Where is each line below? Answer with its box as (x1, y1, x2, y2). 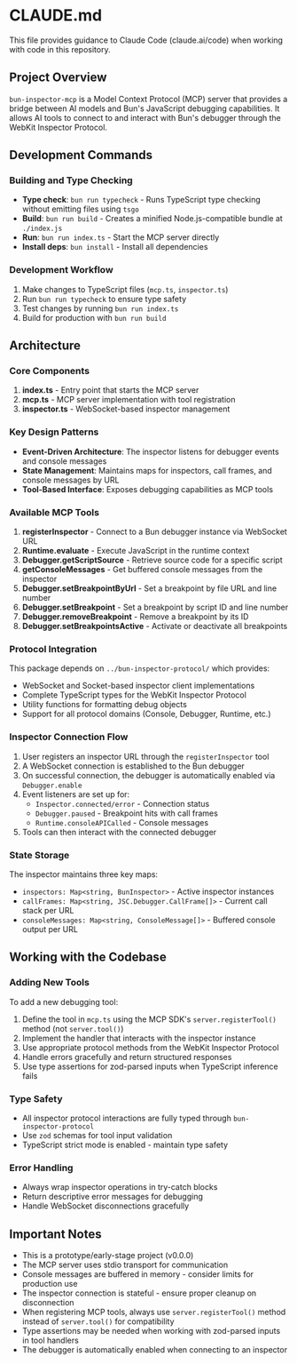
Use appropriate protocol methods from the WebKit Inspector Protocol (21, 1041, 279, 1053)
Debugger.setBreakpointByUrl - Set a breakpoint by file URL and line (21, 583, 277, 594)
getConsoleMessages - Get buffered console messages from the (21, 564, 263, 575)
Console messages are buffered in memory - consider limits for (21, 1269, 254, 1280)
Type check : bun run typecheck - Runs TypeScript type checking (21, 195, 262, 205)
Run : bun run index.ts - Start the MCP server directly (21, 232, 220, 243)
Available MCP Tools (9, 506, 100, 518)
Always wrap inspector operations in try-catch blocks (21, 1182, 218, 1193)
